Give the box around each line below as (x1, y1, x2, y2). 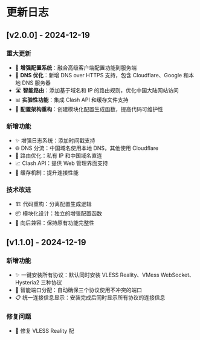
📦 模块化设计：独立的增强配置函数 (15, 210, 103, 217)
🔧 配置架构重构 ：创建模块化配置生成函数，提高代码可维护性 (15, 105, 163, 112)
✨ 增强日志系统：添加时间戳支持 (15, 137, 95, 144)
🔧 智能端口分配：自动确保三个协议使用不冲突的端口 (15, 286, 142, 293)
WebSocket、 (160, 271, 195, 278)
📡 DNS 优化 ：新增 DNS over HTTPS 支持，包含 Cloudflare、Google (15, 71, 182, 79)
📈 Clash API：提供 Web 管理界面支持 (15, 159, 108, 167)
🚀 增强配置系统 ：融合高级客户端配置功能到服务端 (15, 64, 137, 71)
